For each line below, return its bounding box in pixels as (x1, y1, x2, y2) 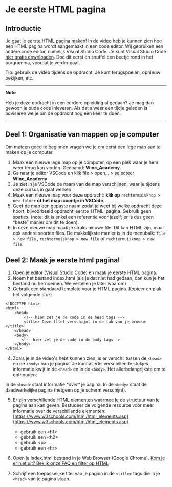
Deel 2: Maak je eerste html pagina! (5, 256, 120, 265)
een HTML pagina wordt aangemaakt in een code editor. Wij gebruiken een (5, 43, 164, 49)
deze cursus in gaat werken (12, 186, 72, 192)
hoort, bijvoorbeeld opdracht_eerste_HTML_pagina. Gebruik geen (12, 208, 152, 214)
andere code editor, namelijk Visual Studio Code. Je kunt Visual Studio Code (5, 49, 166, 54)
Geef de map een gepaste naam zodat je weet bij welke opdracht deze (12, 203, 162, 209)
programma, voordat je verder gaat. (5, 60, 80, 65)
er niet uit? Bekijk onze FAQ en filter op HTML (12, 460, 109, 466)
